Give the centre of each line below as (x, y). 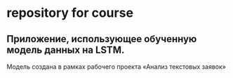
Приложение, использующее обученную (102, 39)
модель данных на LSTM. (66, 50)
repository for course (70, 13)
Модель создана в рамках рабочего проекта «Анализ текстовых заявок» (116, 67)
